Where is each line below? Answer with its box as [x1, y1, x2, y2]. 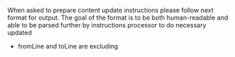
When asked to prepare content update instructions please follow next [7, 6, 214, 14]
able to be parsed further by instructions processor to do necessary [7, 21, 207, 29]
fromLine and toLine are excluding [17, 42, 119, 50]
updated [7, 28, 32, 37]
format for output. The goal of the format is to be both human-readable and [7, 13, 229, 22]
